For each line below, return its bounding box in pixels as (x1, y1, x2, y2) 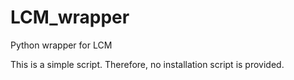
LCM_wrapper (10, 6, 130, 29)
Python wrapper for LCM (10, 39, 113, 51)
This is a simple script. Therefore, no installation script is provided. (10, 58, 285, 70)
